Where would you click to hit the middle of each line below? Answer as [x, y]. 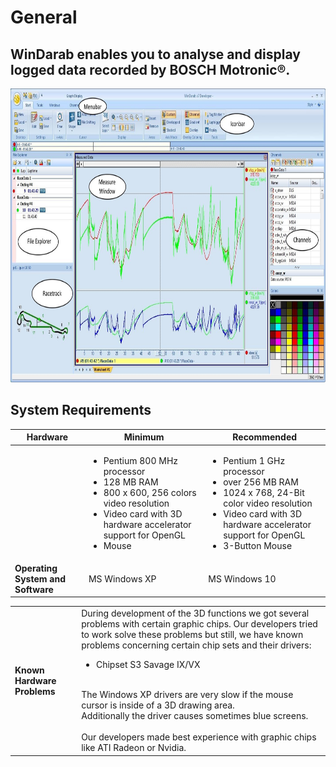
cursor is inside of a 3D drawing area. [158, 705]
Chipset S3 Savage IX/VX [148, 665]
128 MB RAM [131, 482]
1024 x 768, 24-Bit [264, 492]
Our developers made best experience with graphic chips [199, 737]
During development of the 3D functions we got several [195, 613]
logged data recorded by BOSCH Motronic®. [150, 69]
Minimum [144, 437]
